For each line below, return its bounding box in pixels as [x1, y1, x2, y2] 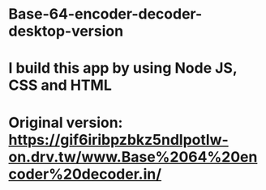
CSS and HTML [8, 76, 112, 95]
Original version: [8, 113, 123, 132]
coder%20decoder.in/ [8, 165, 162, 183]
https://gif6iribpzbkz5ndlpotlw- [8, 130, 229, 149]
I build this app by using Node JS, [8, 59, 238, 78]
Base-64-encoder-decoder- [8, 5, 203, 23]
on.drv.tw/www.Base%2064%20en [8, 147, 258, 166]
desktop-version [8, 22, 124, 40]
